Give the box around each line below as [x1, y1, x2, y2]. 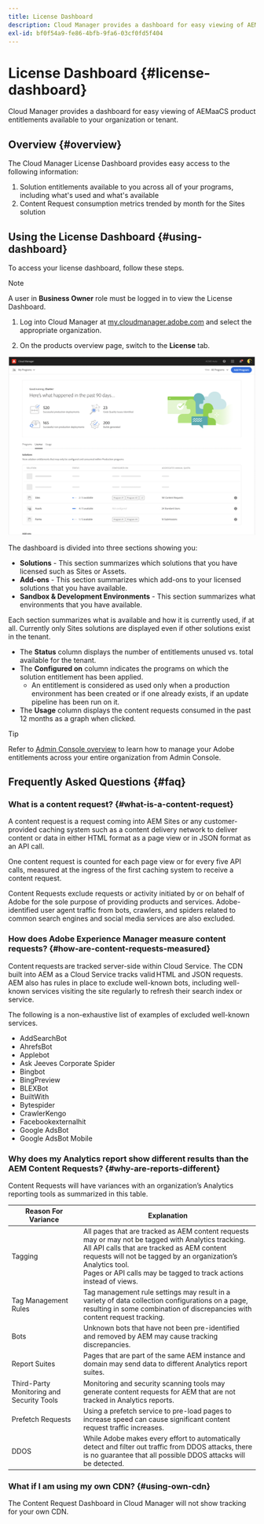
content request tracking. [82, 1312, 165, 1321]
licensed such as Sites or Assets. [19, 566, 127, 576]
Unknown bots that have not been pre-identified [82, 1324, 240, 1333]
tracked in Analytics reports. [82, 1395, 174, 1405]
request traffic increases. [82, 1423, 165, 1432]
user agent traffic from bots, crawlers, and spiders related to [40, 906, 236, 915]
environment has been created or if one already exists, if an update [31, 688, 249, 698]
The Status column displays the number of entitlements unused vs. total [19, 647, 254, 656]
